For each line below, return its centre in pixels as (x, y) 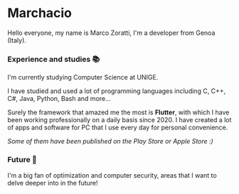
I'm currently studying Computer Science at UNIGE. (83, 77)
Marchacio (40, 13)
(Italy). (17, 40)
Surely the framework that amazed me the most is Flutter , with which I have (118, 112)
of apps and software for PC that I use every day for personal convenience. (118, 128)
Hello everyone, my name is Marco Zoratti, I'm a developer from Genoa (111, 33)
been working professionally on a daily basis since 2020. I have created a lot (119, 120)
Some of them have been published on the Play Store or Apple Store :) (110, 141)
